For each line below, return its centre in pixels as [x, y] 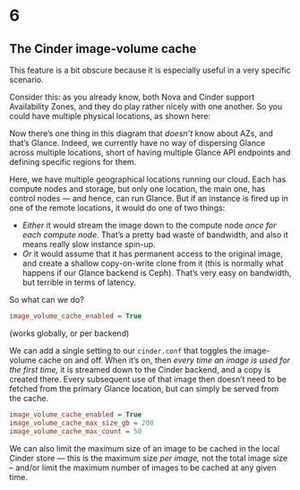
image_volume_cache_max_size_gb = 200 [81, 423]
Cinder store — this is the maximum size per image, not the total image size [149, 458]
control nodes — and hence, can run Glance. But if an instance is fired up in [149, 198]
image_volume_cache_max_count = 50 [76, 431]
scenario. [26, 80]
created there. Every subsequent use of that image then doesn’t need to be [148, 379]
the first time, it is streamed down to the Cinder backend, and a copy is [140, 369]
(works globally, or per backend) [69, 333]
